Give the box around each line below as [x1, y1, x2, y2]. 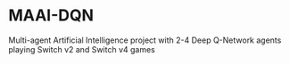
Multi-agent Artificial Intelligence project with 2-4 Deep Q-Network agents [8, 35, 282, 45]
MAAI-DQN [8, 5, 95, 26]
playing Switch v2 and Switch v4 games [8, 44, 155, 54]
